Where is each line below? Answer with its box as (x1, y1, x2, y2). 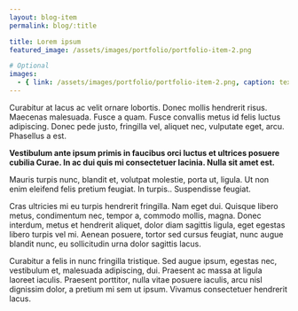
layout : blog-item (9, 12, 77, 22)
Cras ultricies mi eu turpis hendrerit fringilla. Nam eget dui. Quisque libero (9, 200, 278, 211)
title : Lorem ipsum (9, 37, 82, 46)
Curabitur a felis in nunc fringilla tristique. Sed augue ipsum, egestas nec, (9, 255, 278, 266)
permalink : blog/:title (9, 21, 98, 30)
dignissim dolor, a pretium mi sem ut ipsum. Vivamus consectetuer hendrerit (9, 284, 288, 294)
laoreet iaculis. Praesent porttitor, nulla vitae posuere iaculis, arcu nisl (9, 274, 263, 284)
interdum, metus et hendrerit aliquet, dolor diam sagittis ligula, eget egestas (9, 219, 286, 230)
